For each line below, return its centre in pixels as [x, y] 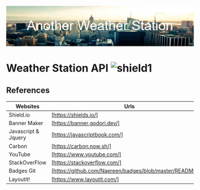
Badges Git [22, 171]
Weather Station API [57, 68]
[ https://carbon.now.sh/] [82, 146]
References [28, 90]
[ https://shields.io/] [75, 115]
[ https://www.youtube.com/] [87, 154]
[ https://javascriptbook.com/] [87, 135]
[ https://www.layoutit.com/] [85, 179]
